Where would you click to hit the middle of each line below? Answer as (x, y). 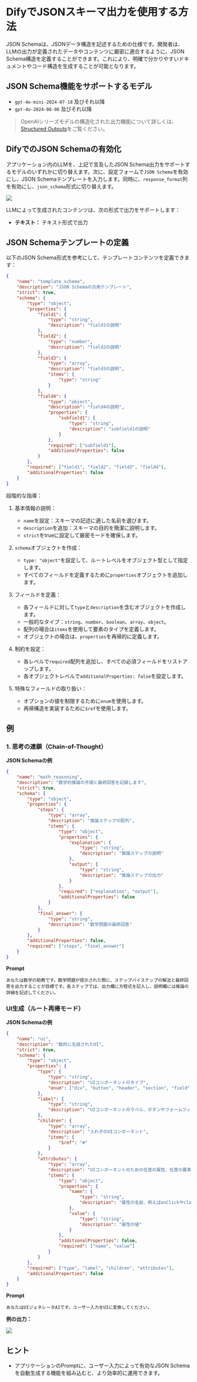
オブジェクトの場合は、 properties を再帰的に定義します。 (93, 636)
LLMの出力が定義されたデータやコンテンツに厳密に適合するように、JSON (95, 51)
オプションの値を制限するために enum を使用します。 (85, 701)
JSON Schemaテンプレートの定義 (67, 242)
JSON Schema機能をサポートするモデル (79, 87)
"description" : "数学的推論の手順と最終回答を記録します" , (82, 782)
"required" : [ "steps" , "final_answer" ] (76, 946)
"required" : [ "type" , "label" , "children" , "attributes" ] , (101, 1268)
